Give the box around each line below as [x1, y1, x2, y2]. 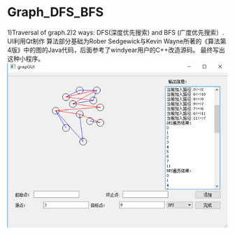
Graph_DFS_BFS [7, 4, 104, 20]
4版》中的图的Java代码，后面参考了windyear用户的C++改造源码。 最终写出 [7, 45, 225, 54]
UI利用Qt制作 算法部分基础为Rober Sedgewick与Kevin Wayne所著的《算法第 [7, 36, 227, 45]
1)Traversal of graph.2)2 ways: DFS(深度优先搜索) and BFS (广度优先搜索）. [7, 28, 225, 36]
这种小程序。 [7, 54, 44, 63]
